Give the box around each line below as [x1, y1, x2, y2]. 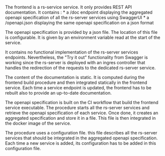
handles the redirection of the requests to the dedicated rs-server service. [5, 65, 156, 71]
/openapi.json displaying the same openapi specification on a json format [5, 20, 154, 26]
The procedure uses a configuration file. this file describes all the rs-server [5, 130, 158, 135]
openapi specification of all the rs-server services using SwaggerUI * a [5, 15, 149, 20]
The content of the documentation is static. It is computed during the [5, 75, 145, 80]
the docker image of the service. [5, 120, 71, 126]
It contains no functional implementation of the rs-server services [5, 49, 138, 55]
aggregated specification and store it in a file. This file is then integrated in [5, 115, 156, 121]
